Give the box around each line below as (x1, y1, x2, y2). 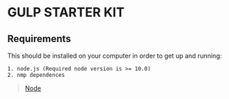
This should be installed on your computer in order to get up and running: (7, 51, 223, 60)
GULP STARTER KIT (7, 4, 125, 21)
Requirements (7, 33, 71, 45)
